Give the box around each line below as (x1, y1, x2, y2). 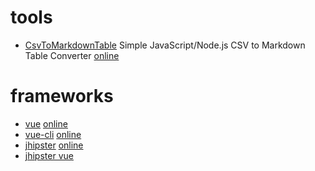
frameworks (10, 85, 114, 108)
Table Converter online (24, 49, 120, 61)
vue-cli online (24, 128, 82, 140)
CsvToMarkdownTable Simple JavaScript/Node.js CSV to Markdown (24, 39, 306, 51)
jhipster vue (24, 149, 74, 161)
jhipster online (24, 139, 84, 151)
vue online (24, 117, 68, 130)
